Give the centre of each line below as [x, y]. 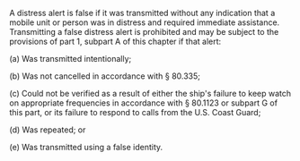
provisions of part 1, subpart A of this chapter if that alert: [115, 41]
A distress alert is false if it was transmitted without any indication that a [142, 13]
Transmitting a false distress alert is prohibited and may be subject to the [144, 32]
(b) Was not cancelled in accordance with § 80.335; [105, 76]
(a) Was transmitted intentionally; [71, 59]
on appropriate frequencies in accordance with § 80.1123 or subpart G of [144, 103]
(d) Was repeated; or [48, 130]
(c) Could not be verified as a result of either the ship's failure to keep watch [150, 93]
